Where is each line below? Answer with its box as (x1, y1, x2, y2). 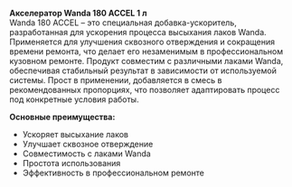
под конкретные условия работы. (9, 94, 139, 105)
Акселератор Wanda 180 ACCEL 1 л (9, 8, 147, 18)
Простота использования (22, 158, 121, 168)
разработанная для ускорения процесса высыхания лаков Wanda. (9, 27, 267, 37)
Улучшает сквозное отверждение (22, 139, 154, 149)
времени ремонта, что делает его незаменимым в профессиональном (9, 46, 284, 57)
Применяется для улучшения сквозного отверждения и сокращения (9, 36, 276, 47)
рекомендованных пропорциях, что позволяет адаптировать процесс (9, 85, 280, 95)
